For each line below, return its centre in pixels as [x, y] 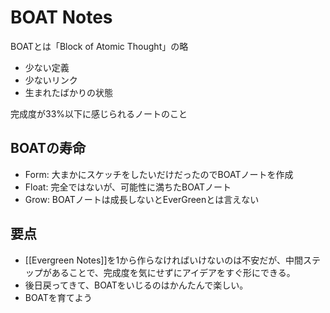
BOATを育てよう [58, 297]
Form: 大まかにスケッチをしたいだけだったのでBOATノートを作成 [159, 174]
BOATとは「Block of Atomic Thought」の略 [99, 46]
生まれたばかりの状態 [69, 92]
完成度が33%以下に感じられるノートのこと [99, 113]
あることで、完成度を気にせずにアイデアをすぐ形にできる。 [173, 272]
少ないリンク [51, 80]
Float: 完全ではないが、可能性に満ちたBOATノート [128, 187]
